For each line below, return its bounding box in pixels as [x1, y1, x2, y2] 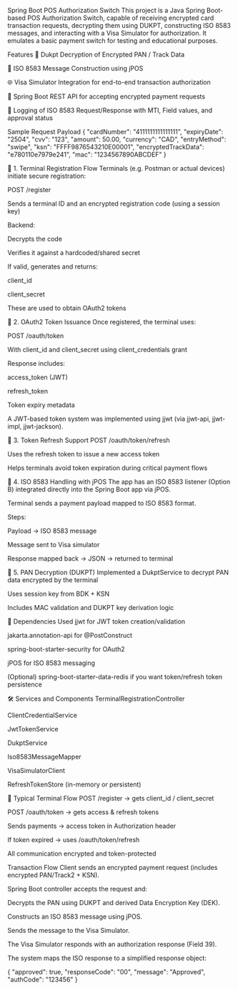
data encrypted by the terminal [7, 576, 99, 584]
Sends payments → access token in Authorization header [7, 821, 177, 830]
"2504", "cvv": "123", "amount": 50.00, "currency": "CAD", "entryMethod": [7, 135, 227, 144]
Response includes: [7, 359, 66, 367]
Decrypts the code [7, 235, 63, 243]
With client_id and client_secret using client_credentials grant [7, 346, 187, 354]
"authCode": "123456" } [7, 975, 79, 984]
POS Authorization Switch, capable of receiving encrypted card [27, 14, 214, 22]
